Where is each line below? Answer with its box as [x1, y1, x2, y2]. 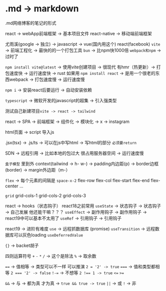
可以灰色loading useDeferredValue [13, 232, 83, 238]
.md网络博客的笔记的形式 [5, 20, 56, 26]
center [5, 183, 19, 189]
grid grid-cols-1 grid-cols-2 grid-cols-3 [5, 192, 86, 198]
